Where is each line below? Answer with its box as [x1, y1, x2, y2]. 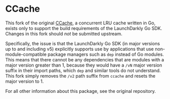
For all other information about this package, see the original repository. [5, 88, 156, 94]
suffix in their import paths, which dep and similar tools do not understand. [5, 67, 161, 74]
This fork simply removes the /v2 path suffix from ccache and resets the [5, 73, 156, 79]
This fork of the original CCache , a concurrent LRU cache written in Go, [5, 20, 156, 26]
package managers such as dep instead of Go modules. [47, 51, 164, 57]
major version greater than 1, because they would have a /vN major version [5, 62, 162, 68]
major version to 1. [5, 78, 44, 84]
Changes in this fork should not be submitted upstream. [5, 30, 123, 37]
